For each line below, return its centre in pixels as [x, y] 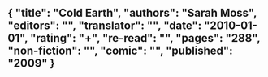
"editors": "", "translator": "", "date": [105, 26]
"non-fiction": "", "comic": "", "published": [120, 51]
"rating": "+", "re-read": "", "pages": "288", [145, 38]
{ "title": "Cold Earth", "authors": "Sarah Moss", [132, 13]
